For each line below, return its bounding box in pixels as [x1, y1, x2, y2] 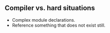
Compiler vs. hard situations [5, 4, 95, 12]
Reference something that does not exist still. [12, 22, 106, 28]
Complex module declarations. [12, 17, 76, 23]
